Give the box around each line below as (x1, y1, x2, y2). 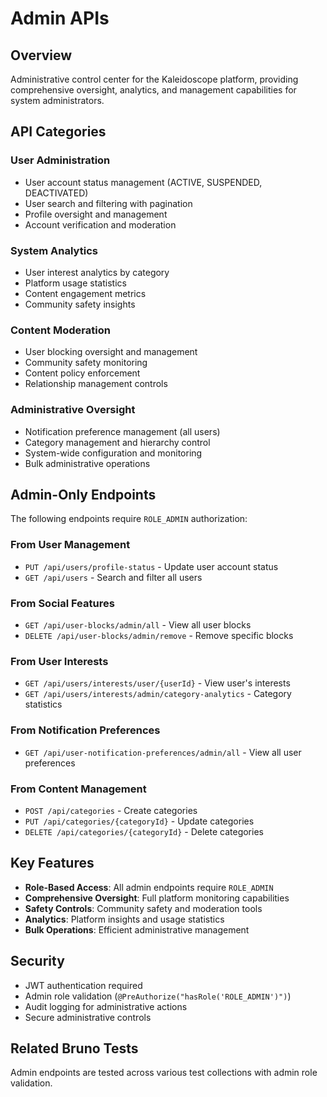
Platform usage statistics (24, 277, 127, 289)
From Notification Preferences (10, 723, 161, 737)
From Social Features (10, 596, 115, 610)
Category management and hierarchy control (24, 436, 211, 448)
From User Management (10, 538, 131, 552)
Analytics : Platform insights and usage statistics (24, 913, 225, 925)
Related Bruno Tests (10, 1040, 139, 1057)
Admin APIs (10, 7, 110, 30)
